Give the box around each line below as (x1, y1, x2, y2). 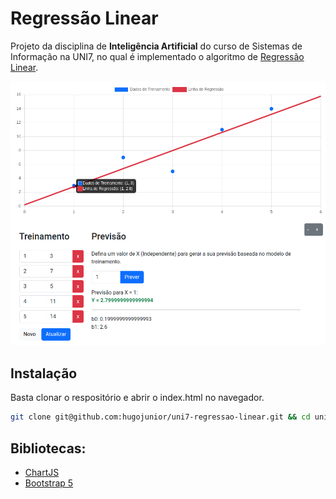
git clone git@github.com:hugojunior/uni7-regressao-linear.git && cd (10, 412, 311, 422)
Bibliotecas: (10, 440, 87, 457)
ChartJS (24, 466, 60, 478)
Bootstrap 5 (24, 477, 74, 489)
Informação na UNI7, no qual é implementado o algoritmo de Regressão (10, 50, 305, 62)
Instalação (10, 365, 78, 382)
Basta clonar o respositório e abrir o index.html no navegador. (10, 392, 265, 404)
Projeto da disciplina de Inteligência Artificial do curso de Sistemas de (10, 40, 303, 52)
